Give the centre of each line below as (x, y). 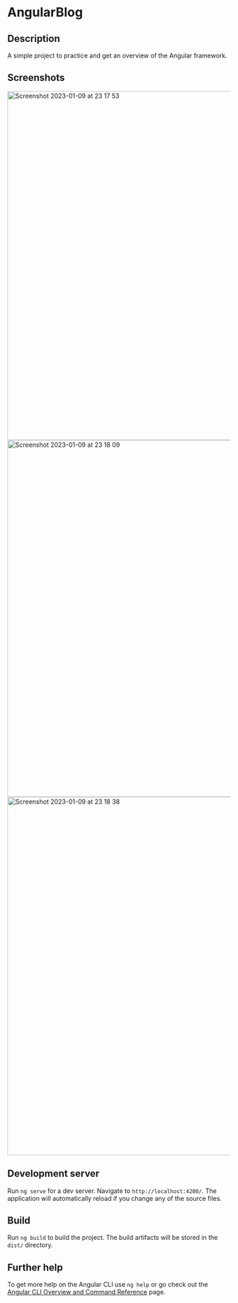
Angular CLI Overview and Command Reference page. (86, 1292)
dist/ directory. (30, 1245)
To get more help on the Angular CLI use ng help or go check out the (108, 1285)
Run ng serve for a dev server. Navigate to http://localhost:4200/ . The (112, 1191)
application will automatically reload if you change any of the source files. (114, 1198)
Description (34, 39)
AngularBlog (45, 12)
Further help (35, 1267)
